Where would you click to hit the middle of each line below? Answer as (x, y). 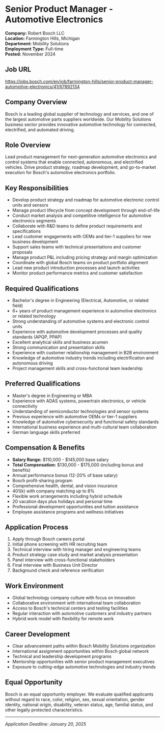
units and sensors (30, 205)
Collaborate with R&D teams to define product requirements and (77, 226)
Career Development (38, 634)
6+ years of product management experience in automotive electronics (84, 311)
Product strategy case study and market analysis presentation (75, 555)
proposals (22, 252)
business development (35, 242)
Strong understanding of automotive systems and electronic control (81, 321)
